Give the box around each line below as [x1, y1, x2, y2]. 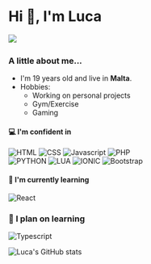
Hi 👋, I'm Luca [8, 7, 103, 26]
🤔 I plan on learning [8, 213, 86, 224]
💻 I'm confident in [8, 127, 72, 136]
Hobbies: [19, 82, 51, 92]
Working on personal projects [31, 90, 131, 100]
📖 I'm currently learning [8, 175, 90, 185]
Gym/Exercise [31, 99, 79, 109]
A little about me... [8, 55, 82, 66]
